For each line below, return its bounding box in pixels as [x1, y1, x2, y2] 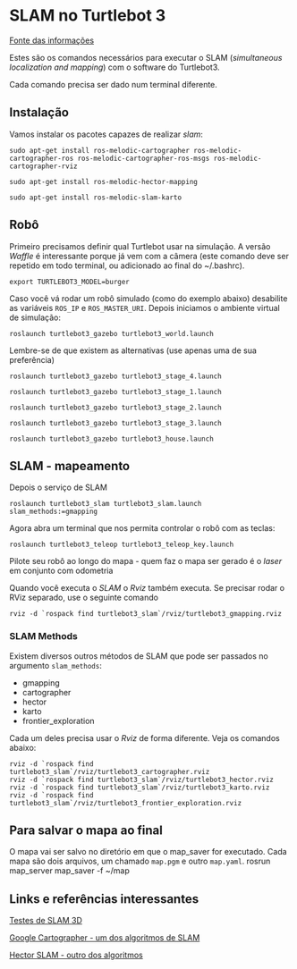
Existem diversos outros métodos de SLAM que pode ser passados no [9, 650, 268, 661]
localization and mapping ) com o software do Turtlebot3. [9, 62, 220, 72]
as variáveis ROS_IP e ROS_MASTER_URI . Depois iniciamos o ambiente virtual [9, 302, 280, 313]
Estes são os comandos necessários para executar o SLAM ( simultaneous [9, 52, 283, 63]
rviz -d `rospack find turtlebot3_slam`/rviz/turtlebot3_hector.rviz [9, 775, 275, 784]
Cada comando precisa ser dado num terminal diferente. [9, 79, 217, 89]
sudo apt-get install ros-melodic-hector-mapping [9, 177, 199, 186]
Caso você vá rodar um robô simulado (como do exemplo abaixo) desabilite [9, 292, 288, 304]
